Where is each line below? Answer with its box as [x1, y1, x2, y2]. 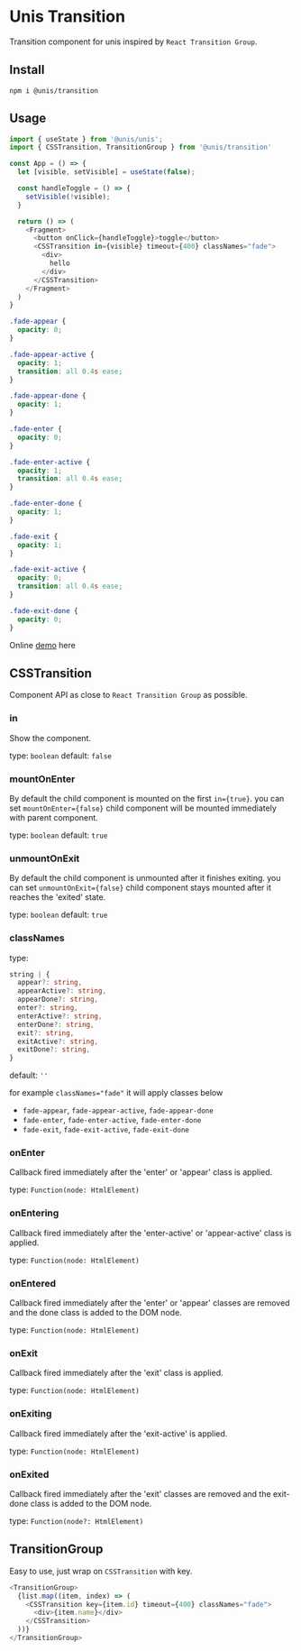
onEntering [9, 1206, 59, 1219]
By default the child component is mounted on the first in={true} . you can [9, 793, 285, 803]
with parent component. [9, 812, 99, 822]
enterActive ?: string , [17, 1012, 103, 1021]
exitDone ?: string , [17, 1045, 91, 1054]
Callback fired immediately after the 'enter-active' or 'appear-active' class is [9, 1227, 292, 1238]
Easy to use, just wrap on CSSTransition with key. [9, 1565, 193, 1576]
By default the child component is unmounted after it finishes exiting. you [9, 873, 281, 884]
